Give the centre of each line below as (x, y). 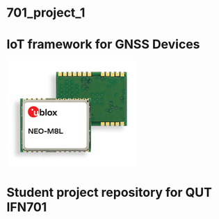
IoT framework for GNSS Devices (103, 45)
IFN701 (27, 208)
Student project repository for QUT (109, 193)
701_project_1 (46, 13)
